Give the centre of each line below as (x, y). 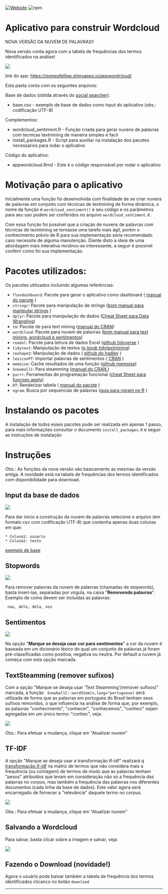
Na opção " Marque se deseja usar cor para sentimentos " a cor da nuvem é (84, 644)
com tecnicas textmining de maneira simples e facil (65, 134)
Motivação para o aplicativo (64, 185)
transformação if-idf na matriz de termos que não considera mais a (74, 766)
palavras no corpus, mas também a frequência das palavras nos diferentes (82, 782)
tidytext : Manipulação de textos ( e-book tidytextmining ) (71, 348)
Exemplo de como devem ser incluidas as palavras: (58, 598)
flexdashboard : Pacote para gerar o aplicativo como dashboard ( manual (87, 294)
